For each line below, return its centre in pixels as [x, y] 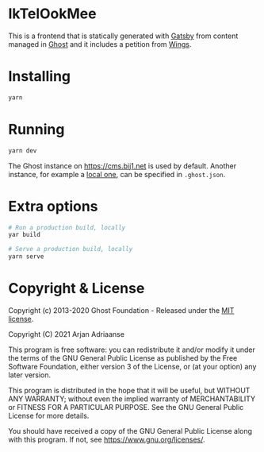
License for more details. [49, 415]
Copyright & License [77, 289]
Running [36, 129]
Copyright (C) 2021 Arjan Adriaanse [67, 334]
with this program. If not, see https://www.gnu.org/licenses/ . [107, 439]
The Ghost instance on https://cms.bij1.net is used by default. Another [122, 166]
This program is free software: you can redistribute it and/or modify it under [132, 350]
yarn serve [26, 257]
